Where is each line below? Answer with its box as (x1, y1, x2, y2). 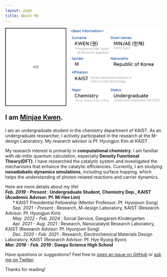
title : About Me (5, 13, 39, 18)
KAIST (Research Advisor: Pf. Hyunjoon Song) (5, 226, 100, 232)
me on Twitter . (5, 257, 35, 263)
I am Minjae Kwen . (5, 113, 63, 121)
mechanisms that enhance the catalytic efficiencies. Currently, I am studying (5, 164, 163, 169)
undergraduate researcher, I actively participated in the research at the (5, 133, 151, 139)
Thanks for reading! (5, 267, 46, 272)
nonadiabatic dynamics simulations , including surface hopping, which (5, 169, 152, 175)
